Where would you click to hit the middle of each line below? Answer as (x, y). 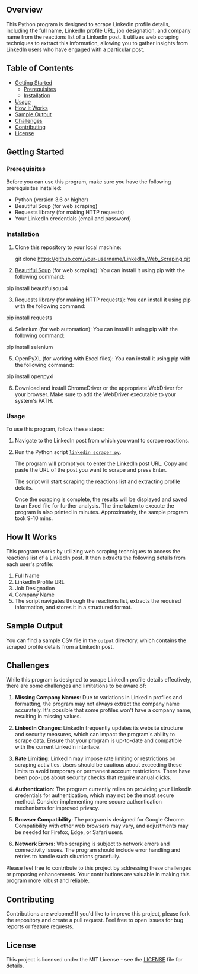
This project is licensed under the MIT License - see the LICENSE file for (94, 959)
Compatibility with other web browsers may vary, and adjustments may (101, 826)
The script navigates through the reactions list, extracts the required (98, 600)
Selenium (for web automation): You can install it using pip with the (96, 329)
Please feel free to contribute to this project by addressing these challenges (99, 868)
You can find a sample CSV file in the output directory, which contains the (96, 640)
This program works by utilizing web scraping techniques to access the (93, 551)
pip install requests (29, 318)
